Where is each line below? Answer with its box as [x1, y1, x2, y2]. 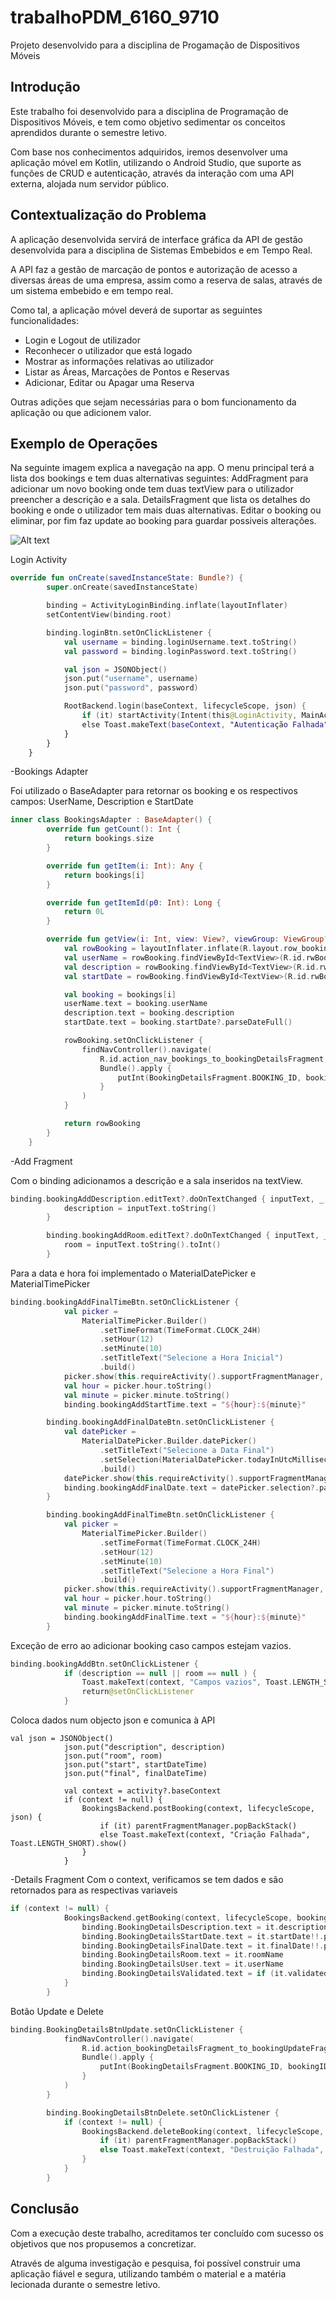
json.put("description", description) [63, 1742, 226, 1752]
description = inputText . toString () [63, 1203, 217, 1213]
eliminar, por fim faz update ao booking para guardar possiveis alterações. [10, 515, 317, 527]
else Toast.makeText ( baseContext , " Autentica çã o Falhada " [81, 719, 329, 730]
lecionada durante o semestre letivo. [10, 2278, 161, 2290]
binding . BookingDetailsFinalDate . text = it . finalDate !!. [81, 1941, 325, 1951]
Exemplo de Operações [10, 435, 158, 452]
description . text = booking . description [63, 1008, 235, 1018]
